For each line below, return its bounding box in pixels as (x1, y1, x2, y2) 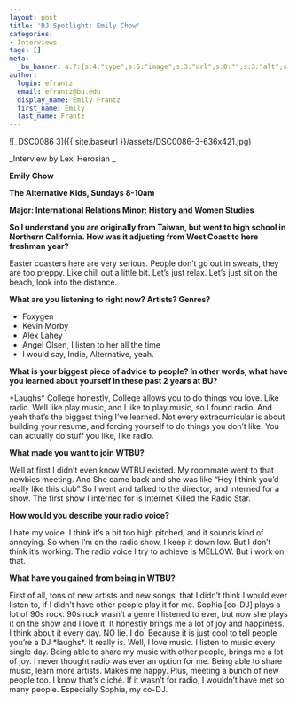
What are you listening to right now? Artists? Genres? (9, 294, 211, 305)
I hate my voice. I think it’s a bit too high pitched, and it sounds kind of (9, 527, 264, 538)
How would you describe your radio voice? (9, 511, 170, 521)
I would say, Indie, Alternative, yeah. (21, 349, 154, 360)
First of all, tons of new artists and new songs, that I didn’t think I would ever (9, 590, 288, 601)
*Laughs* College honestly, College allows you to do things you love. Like (9, 393, 279, 403)
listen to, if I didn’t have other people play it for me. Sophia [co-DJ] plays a (9, 599, 281, 610)
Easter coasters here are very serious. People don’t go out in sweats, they (9, 258, 279, 269)
